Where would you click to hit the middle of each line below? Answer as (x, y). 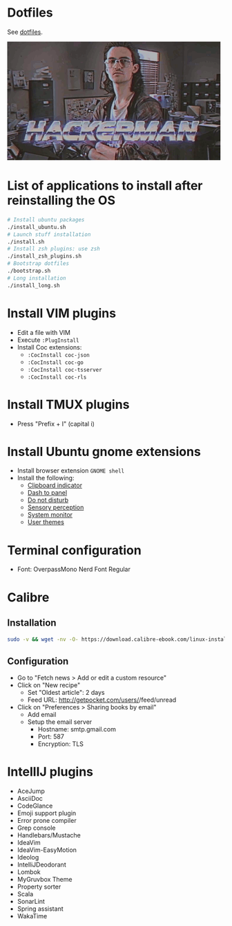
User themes (46, 522)
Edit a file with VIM (44, 332)
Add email (42, 715)
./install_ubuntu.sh (37, 227)
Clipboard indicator (55, 485)
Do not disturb (48, 500)
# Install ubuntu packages (46, 219)
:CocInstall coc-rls (57, 377)
